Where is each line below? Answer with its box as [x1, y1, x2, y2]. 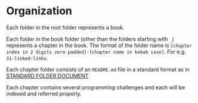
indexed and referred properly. [6, 90, 82, 97]
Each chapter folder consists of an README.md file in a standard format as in [6, 65, 190, 73]
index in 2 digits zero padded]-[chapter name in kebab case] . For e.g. [6, 48, 187, 55]
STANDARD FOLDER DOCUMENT [6, 72, 89, 79]
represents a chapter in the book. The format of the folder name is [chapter [6, 42, 193, 49]
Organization [6, 4, 72, 18]
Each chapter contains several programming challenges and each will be [6, 83, 185, 90]
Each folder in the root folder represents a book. [6, 24, 124, 31]
